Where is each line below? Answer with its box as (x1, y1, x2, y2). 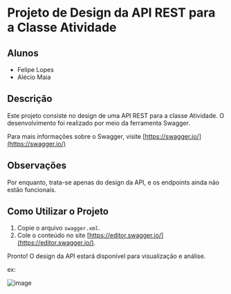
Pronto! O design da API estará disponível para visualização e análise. (7, 252, 206, 261)
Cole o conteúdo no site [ (17, 231, 90, 240)
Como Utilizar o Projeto (7, 206, 109, 218)
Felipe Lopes (17, 66, 54, 73)
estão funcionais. (7, 185, 57, 193)
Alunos (7, 47, 39, 59)
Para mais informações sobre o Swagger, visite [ (7, 132, 145, 140)
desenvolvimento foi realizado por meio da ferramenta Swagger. (7, 119, 190, 127)
